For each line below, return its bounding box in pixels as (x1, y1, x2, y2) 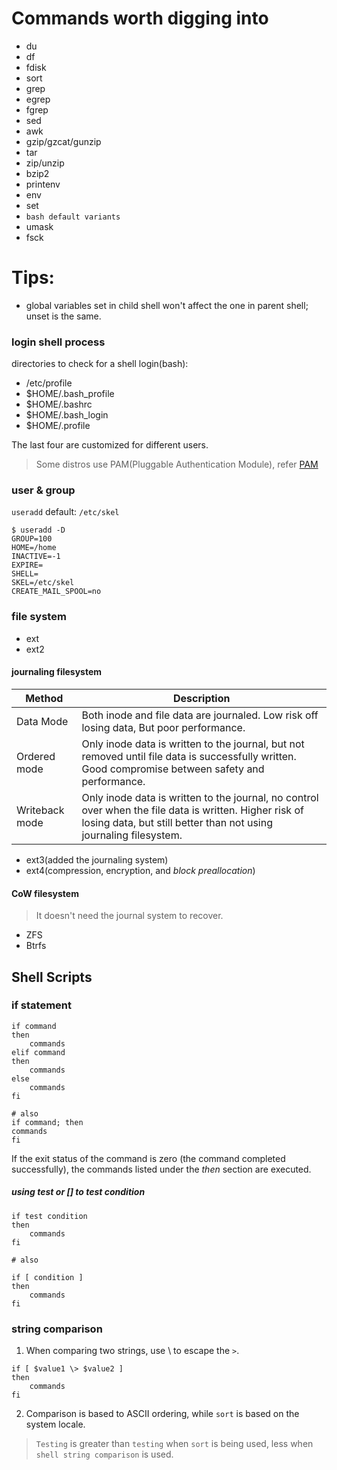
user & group (11, 483, 76, 497)
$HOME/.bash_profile (25, 388, 115, 400)
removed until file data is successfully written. (81, 749, 297, 763)
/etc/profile (25, 377, 73, 389)
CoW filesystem (11, 887, 79, 899)
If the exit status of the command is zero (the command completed (11, 1152, 286, 1164)
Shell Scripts (11, 968, 93, 986)
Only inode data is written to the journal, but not (81, 737, 305, 751)
